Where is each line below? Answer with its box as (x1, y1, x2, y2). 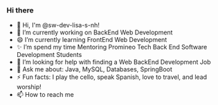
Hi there (6, 5, 34, 15)
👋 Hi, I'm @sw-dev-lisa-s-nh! (16, 21, 100, 30)
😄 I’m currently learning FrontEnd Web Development (16, 36, 167, 44)
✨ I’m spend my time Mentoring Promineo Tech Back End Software (16, 43, 208, 51)
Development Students (16, 51, 82, 59)
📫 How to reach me (16, 91, 74, 99)
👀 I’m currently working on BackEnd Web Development (16, 28, 173, 36)
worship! (16, 83, 42, 91)
